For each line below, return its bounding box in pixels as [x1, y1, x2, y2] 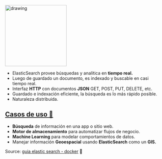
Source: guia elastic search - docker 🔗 [5, 148, 82, 154]
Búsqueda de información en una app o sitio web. [12, 123, 114, 129]
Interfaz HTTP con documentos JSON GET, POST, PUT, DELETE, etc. [12, 86, 153, 91]
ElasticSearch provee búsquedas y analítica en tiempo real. [12, 70, 133, 76]
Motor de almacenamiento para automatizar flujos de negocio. [12, 128, 140, 134]
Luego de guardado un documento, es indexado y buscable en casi [12, 75, 149, 81]
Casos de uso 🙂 [5, 110, 54, 119]
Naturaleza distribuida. [12, 96, 58, 102]
